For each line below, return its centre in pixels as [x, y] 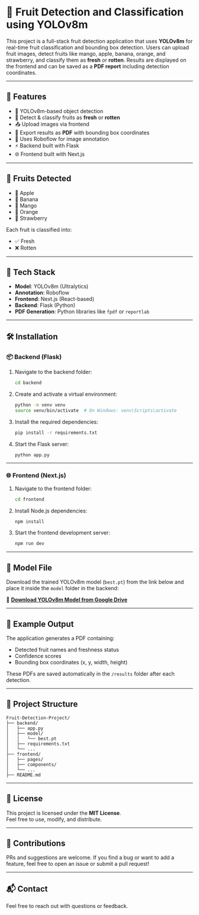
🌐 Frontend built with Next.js [49, 154]
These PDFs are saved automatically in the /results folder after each [90, 674]
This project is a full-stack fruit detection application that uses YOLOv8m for [99, 41]
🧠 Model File [29, 567]
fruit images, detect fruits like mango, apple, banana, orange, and [86, 53]
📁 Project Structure [42, 704]
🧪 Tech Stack [31, 272]
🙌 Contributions [36, 843]
